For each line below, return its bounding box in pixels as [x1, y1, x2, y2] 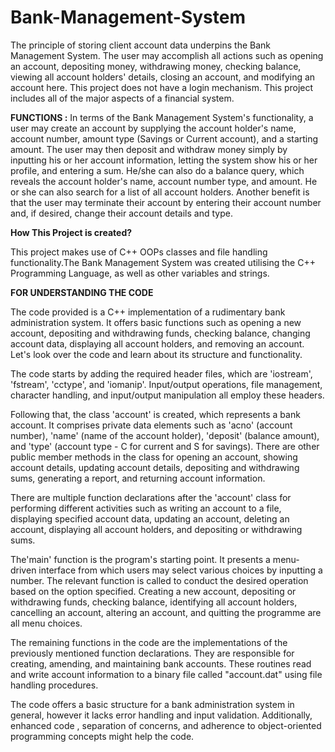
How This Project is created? [10, 226, 133, 238]
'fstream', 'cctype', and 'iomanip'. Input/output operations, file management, [10, 378, 323, 390]
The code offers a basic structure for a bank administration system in [10, 698, 295, 710]
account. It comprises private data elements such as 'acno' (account [10, 419, 293, 431]
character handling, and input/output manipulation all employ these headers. [10, 389, 325, 401]
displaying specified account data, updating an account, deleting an [10, 512, 290, 525]
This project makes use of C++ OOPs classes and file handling [10, 246, 268, 258]
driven [10, 564, 37, 576]
